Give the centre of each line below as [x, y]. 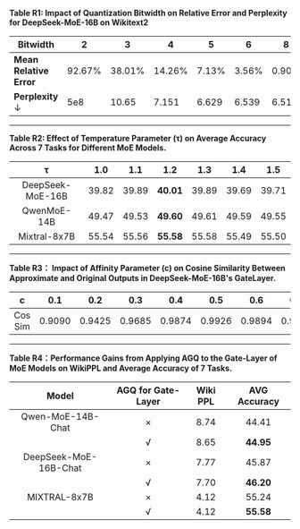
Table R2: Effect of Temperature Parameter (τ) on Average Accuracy [138, 138]
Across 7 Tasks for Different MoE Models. [88, 148]
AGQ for [134, 390]
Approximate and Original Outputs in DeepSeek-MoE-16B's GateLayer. [143, 278]
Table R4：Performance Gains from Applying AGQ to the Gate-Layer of [143, 358]
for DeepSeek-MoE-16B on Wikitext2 [79, 22]
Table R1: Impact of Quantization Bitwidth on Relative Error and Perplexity [148, 13]
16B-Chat [60, 468]
